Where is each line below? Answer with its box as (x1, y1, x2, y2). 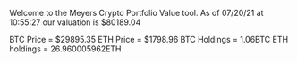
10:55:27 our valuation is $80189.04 (9, 17, 141, 28)
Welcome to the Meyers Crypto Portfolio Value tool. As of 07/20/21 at (9, 8, 264, 18)
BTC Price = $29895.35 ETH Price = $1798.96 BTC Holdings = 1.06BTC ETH (9, 35, 289, 44)
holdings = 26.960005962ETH (9, 43, 123, 54)
